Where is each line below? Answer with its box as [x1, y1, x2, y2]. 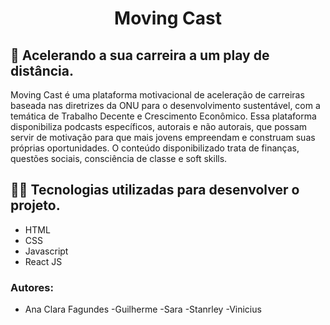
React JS [24, 255, 63, 267]
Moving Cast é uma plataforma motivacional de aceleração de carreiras [10, 89, 305, 101]
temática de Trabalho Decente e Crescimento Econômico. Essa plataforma [10, 110, 317, 122]
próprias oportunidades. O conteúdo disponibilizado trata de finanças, [10, 142, 300, 154]
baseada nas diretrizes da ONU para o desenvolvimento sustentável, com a [10, 100, 321, 111]
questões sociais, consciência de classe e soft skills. [10, 153, 228, 164]
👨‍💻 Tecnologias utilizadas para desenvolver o [10, 182, 300, 199]
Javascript [24, 245, 69, 257]
